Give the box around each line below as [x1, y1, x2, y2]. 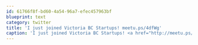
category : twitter [6, 19, 51, 25]
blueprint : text [6, 14, 46, 20]
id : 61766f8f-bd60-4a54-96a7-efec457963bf [6, 8, 112, 15]
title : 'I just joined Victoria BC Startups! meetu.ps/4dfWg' [6, 25, 162, 31]
